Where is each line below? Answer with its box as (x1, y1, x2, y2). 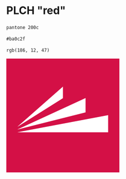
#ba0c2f (6, 36, 26, 42)
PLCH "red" (6, 4, 66, 18)
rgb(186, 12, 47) (6, 47, 50, 53)
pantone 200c (6, 24, 39, 30)
